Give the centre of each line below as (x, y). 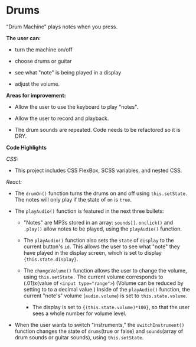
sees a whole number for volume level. (79, 313)
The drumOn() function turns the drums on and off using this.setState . (101, 193)
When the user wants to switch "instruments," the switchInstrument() (99, 325)
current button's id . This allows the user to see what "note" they (102, 247)
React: (14, 181)
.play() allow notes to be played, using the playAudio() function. (102, 229)
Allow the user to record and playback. (62, 118)
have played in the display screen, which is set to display (93, 252)
